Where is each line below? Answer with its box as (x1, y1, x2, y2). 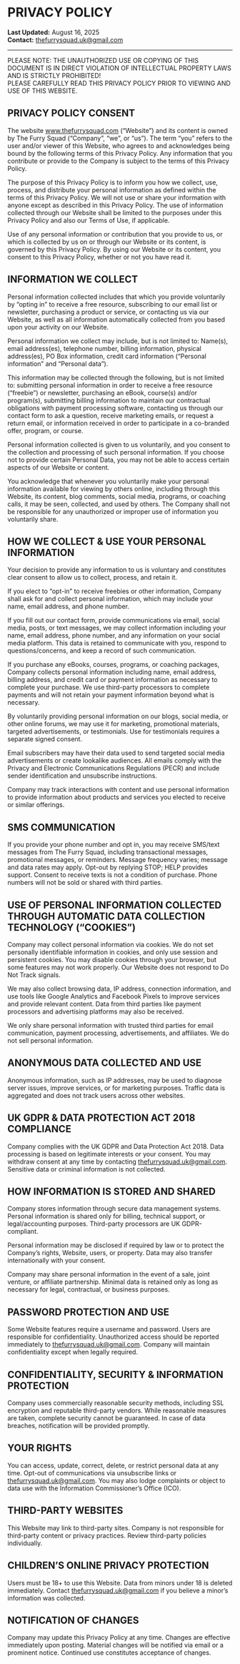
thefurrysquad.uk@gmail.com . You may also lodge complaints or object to (7, 1476, 226, 1485)
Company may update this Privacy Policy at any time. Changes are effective (7, 1633, 231, 1642)
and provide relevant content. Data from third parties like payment (7, 1000, 201, 1008)
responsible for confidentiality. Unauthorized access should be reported (7, 1332, 219, 1341)
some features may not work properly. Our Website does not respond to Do (7, 963, 229, 971)
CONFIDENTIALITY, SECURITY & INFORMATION (7, 1368, 224, 1380)
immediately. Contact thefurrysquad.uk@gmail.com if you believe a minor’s (7, 1586, 229, 1595)
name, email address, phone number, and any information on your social (7, 631, 220, 640)
